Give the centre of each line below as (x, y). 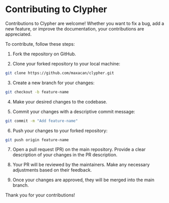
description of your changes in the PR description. (65, 155)
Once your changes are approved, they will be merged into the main (83, 180)
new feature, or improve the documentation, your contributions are (75, 28)
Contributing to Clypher (56, 9)
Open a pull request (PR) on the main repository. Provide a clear (79, 149)
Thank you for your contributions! (40, 195)
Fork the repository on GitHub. (44, 54)
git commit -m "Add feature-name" (42, 121)
